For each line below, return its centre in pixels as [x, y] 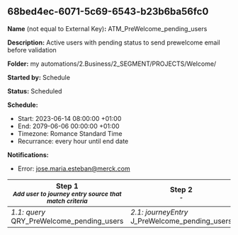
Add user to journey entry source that [67, 194]
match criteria [67, 201]
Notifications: [28, 154]
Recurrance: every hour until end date [73, 141]
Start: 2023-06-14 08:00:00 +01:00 [69, 118]
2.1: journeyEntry [159, 212]
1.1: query [28, 212]
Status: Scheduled [35, 91]
